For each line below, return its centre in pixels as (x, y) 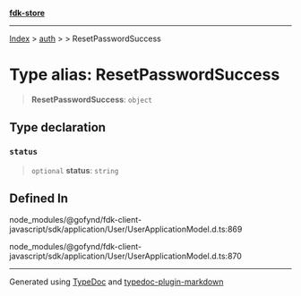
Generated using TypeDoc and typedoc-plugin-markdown (116, 282)
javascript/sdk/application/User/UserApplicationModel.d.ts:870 (125, 256)
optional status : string (75, 170)
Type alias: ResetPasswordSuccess (145, 75)
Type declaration (57, 127)
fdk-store (27, 13)
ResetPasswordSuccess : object (92, 99)
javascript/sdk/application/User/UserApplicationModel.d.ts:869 (126, 229)
